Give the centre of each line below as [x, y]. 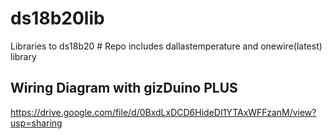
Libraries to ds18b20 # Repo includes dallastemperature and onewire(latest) [166, 46]
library [23, 56]
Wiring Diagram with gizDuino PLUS [124, 88]
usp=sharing [36, 123]
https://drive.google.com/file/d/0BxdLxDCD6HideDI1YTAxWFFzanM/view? [163, 112]
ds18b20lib [57, 18]
